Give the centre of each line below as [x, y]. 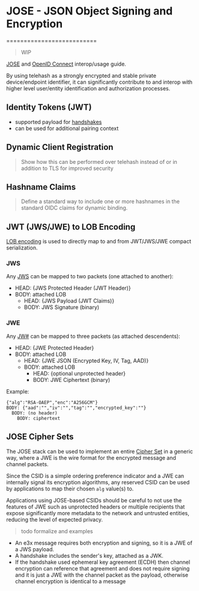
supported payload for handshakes [58, 122]
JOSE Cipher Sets [40, 437]
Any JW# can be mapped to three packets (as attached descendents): [93, 336]
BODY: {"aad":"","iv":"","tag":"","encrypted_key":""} [76, 408]
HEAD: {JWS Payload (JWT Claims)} [69, 301]
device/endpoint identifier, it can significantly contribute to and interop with [99, 82]
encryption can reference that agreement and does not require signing [102, 568]
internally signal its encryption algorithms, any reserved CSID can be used [98, 482]
